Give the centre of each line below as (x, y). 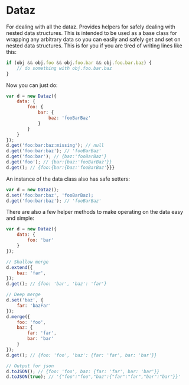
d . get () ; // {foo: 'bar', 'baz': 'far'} (57, 284)
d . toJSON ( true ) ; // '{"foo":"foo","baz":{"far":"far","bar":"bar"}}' (94, 377)
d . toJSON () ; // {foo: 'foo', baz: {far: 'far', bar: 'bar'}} (83, 371)
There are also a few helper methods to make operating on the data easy (95, 212)
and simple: (20, 218)
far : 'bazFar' (34, 306)
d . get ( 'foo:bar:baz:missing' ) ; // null (55, 146)
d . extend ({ (19, 267)
